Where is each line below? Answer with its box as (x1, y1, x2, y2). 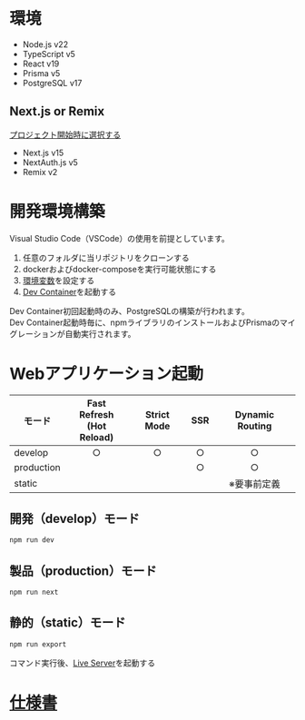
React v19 (22, 58, 60, 69)
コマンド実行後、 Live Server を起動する (9, 657, 156, 668)
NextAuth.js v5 (22, 156, 79, 168)
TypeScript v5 (22, 48, 75, 59)
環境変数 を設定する (22, 274, 95, 286)
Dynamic (234, 408, 275, 420)
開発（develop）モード (9, 511, 140, 527)
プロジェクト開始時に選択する (9, 129, 121, 140)
